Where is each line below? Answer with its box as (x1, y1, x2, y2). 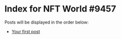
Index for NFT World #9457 (4, 3, 117, 14)
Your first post (11, 28, 40, 34)
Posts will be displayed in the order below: (4, 19, 89, 25)
